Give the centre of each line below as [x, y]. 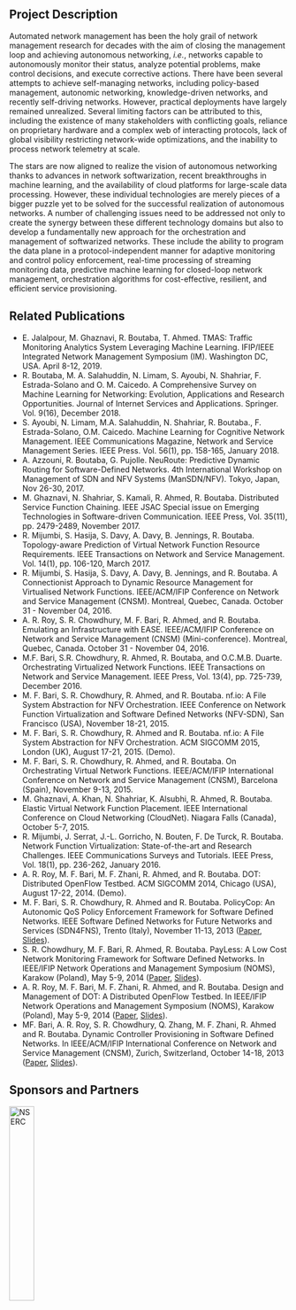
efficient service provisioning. [63, 288]
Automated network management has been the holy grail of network [133, 35]
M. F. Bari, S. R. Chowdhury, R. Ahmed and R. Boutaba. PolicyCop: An [148, 902]
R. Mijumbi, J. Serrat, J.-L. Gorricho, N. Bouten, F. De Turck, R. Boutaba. [153, 836]
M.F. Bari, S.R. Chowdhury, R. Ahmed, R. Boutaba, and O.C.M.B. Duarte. [152, 657]
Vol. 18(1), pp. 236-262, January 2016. [91, 864]
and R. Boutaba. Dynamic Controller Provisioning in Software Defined [148, 1034]
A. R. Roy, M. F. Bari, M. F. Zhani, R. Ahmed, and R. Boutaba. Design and [153, 987]
